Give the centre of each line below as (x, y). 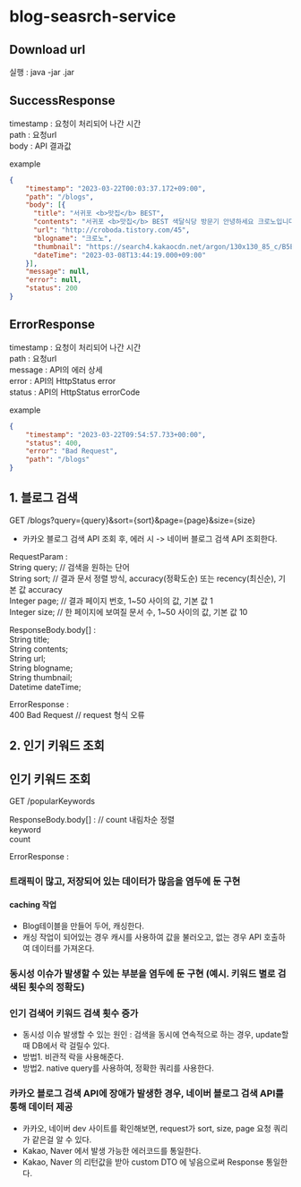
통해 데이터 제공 (41, 1107)
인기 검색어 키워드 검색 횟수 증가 (74, 1013)
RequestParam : (39, 556)
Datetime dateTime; (45, 687)
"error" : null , (54, 280)
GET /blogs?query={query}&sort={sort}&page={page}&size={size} (133, 520)
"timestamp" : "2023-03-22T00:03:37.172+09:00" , (116, 188)
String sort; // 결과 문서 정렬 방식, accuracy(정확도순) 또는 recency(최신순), (143, 578)
